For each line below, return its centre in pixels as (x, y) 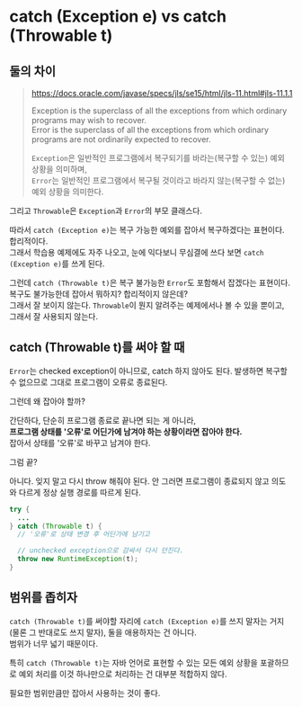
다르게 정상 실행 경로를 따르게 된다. (80, 492)
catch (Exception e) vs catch (118, 17)
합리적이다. (29, 241)
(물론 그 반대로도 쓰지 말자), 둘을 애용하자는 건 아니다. (103, 632)
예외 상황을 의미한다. (67, 192)
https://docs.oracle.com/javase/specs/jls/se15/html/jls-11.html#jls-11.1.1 (162, 93)
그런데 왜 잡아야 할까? (47, 401)
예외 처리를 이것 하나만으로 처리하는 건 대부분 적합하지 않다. (123, 674)
